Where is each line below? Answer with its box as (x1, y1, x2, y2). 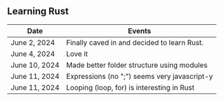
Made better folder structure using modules (66, 60, 208, 70)
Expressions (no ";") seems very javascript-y (66, 71, 213, 81)
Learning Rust (7, 6, 69, 17)
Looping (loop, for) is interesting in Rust (66, 82, 195, 92)
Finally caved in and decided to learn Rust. (66, 37, 204, 47)
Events (127, 26, 151, 35)
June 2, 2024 (10, 37, 55, 47)
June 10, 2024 (10, 60, 60, 70)
